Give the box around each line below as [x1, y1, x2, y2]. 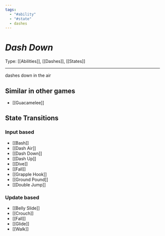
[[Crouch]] [12, 210, 34, 216]
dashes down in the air [5, 72, 52, 79]
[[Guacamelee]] [12, 100, 44, 106]
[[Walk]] [12, 226, 29, 232]
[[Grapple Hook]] [12, 171, 47, 177]
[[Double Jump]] [12, 181, 46, 187]
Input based [5, 129, 34, 136]
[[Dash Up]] [12, 155, 36, 161]
